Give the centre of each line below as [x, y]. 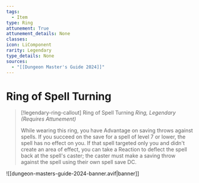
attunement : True [28, 28]
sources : [17, 61]
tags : [13, 12]
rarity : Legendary [29, 51]
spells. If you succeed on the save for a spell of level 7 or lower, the [103, 137]
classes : [17, 39]
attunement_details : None [38, 34]
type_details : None [30, 56]
